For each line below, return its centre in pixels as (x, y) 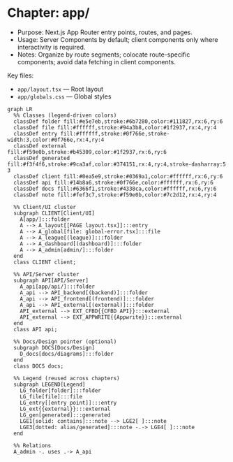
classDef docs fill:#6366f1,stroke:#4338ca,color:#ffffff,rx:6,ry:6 (115, 189)
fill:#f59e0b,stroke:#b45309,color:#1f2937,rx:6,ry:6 (87, 152)
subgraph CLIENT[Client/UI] (54, 213)
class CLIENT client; (45, 262)
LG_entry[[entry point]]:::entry (68, 403)
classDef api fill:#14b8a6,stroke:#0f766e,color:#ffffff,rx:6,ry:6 (114, 182)
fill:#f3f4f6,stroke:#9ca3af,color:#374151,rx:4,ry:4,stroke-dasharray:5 (117, 164)
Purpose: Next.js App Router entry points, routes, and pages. (105, 32)
